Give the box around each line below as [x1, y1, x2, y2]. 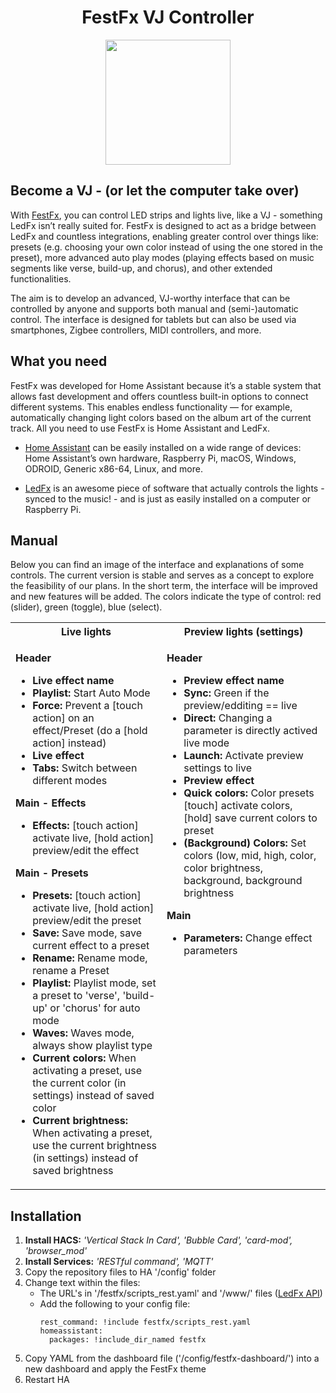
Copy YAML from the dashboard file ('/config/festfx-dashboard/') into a [24, 1352, 320, 1365]
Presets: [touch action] [32, 889, 142, 903]
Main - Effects [15, 796, 87, 810]
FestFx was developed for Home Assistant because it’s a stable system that [10, 379, 322, 391]
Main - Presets [15, 866, 89, 880]
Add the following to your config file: [39, 1298, 191, 1310]
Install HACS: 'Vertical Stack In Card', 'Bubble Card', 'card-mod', [24, 1234, 293, 1246]
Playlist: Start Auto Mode [32, 686, 151, 700]
